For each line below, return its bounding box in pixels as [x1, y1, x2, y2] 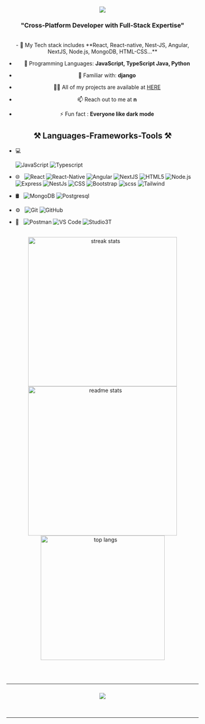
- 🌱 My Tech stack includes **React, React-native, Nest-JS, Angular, [16, 42, 189, 49]
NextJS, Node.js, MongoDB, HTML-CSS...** [48, 48, 157, 55]
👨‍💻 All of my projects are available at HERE [53, 83, 161, 91]
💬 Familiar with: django [78, 72, 136, 79]
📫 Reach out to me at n [77, 96, 137, 104]
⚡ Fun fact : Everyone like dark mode [60, 110, 154, 118]
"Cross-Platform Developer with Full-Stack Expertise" [20, 21, 185, 30]
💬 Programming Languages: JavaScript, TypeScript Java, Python [24, 60, 190, 67]
